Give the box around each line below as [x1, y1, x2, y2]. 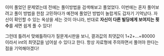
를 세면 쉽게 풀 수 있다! [9, 23, 52, 28]
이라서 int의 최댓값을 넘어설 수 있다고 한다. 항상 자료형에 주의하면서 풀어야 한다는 [5, 39, 159, 45]
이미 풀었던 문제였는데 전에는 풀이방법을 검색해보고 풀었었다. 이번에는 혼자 [5, 4, 146, 10]
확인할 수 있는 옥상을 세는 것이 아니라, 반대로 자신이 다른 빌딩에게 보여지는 [14, 17, 155, 22]
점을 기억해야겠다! [5, 46, 40, 51]
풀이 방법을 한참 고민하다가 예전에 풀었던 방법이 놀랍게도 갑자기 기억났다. [14, 10, 153, 16]
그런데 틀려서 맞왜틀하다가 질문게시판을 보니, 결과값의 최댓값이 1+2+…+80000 [5, 33, 155, 39]
